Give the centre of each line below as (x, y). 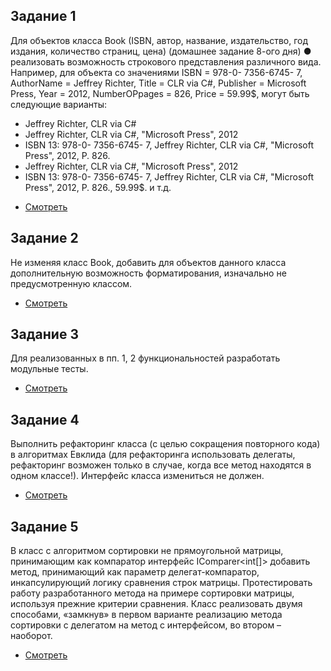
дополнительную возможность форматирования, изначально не (148, 273)
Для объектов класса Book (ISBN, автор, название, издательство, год (159, 40)
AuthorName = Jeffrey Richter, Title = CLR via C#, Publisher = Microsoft (158, 83)
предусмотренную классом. (71, 283)
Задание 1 (43, 16)
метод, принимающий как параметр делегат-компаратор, (135, 572)
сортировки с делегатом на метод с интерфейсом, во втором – (146, 625)
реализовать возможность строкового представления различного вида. (166, 61)
